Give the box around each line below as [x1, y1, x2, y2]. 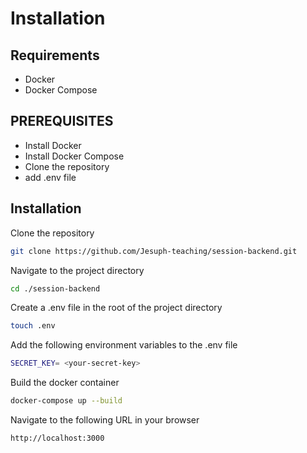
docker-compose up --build [10, 396, 123, 406]
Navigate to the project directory [10, 264, 145, 276]
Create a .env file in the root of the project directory [10, 302, 223, 314]
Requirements [10, 47, 100, 64]
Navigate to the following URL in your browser [10, 414, 200, 426]
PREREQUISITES [10, 113, 114, 130]
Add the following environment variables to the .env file [10, 339, 238, 351]
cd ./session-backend [10, 283, 101, 294]
